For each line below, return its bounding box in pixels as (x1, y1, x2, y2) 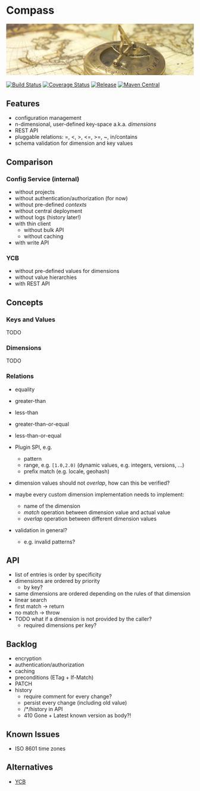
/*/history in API (23, 706, 63, 713)
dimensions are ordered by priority (14, 578, 100, 585)
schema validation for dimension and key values (14, 139, 133, 147)
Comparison (6, 157, 54, 167)
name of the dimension (23, 502, 80, 510)
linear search (14, 597, 48, 604)
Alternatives (6, 762, 54, 773)
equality (14, 386, 35, 393)
